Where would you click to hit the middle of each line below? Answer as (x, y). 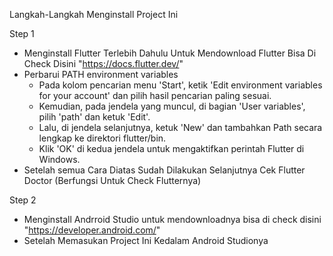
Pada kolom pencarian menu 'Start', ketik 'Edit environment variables (180, 85)
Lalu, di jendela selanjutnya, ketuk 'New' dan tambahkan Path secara (180, 127)
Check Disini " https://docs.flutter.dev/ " (103, 63)
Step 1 (22, 33)
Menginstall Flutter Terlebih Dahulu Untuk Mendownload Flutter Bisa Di (170, 53)
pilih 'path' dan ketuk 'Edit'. (94, 117)
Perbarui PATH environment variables (101, 74)
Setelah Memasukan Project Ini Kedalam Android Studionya (146, 240)
